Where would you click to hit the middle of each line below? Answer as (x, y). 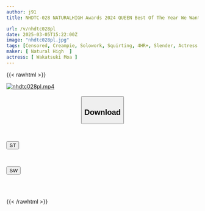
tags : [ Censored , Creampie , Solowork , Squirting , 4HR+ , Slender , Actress (102, 46)
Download (103, 112)
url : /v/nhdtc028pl (31, 29)
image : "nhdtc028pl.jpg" (38, 40)
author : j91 (21, 12)
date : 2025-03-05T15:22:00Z (42, 34)
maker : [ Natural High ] (39, 52)
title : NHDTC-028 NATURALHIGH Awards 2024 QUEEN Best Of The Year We (97, 18)
